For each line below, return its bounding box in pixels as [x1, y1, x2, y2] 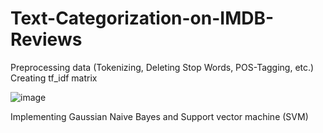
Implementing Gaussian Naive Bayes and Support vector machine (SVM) [10, 110, 309, 122]
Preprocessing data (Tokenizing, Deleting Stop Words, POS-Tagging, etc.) [10, 61, 315, 73]
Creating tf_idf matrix [10, 72, 98, 84]
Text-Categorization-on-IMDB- [10, 7, 275, 30]
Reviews [10, 28, 83, 51]
